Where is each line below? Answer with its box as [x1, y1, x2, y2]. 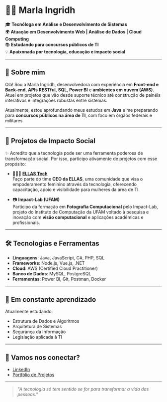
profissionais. [12, 219, 40, 225]
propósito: [5, 161, 26, 167]
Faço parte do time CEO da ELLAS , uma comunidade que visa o [12, 176, 143, 182]
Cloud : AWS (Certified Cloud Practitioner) [12, 265, 98, 271]
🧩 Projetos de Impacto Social [5, 137, 96, 145]
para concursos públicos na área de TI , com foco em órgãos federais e [5, 112, 153, 118]
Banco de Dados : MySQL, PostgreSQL [12, 271, 91, 277]
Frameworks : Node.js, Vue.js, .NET [12, 260, 85, 266]
